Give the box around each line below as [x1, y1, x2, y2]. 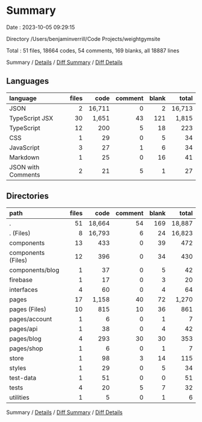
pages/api [9, 324, 38, 333]
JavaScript [9, 143, 40, 151]
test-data [9, 373, 37, 382]
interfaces [9, 285, 38, 294]
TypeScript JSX [9, 114, 54, 122]
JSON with [9, 163, 40, 171]
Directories [6, 191, 49, 201]
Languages [6, 76, 49, 86]
